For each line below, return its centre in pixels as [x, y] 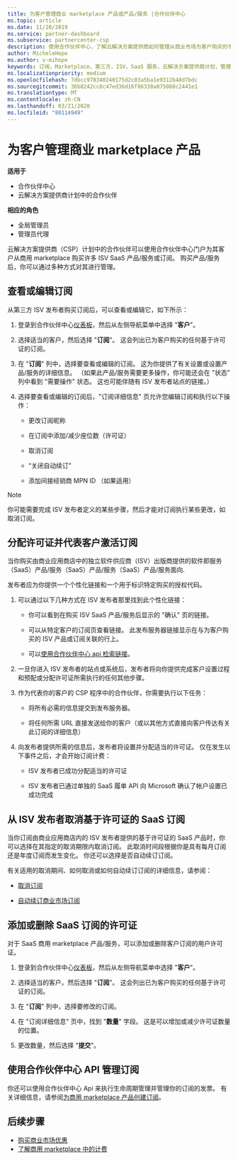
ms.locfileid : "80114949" [45, 113]
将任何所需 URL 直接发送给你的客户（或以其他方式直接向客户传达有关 [129, 723]
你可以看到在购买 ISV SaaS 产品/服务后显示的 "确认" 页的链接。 [120, 615]
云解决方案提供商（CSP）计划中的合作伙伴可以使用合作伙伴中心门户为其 [113, 249]
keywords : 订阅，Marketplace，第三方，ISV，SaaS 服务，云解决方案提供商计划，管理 [119, 67]
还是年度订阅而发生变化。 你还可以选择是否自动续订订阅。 [92, 855]
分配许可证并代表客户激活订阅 [73, 542]
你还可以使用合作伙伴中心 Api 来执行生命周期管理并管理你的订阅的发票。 [113, 1088]
